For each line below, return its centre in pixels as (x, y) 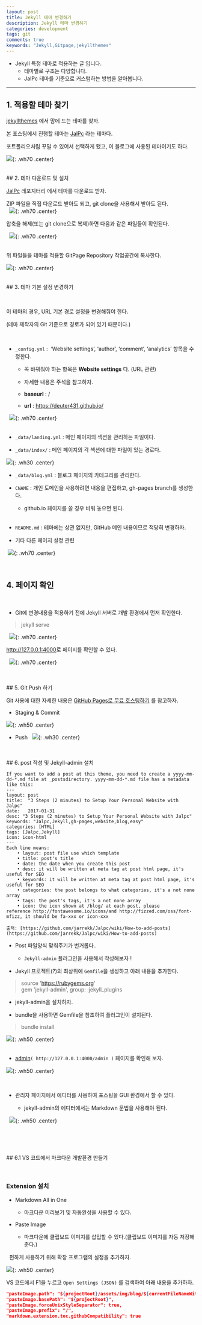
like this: (20, 785)
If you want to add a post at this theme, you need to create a (88, 774)
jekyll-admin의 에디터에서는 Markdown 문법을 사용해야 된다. (95, 1108)
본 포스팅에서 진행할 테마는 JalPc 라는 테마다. (60, 133)
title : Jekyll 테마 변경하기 (39, 17)
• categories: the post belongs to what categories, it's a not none (106, 890)
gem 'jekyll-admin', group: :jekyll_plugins (72, 989)
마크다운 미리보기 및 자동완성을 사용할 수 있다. (78, 1212)
